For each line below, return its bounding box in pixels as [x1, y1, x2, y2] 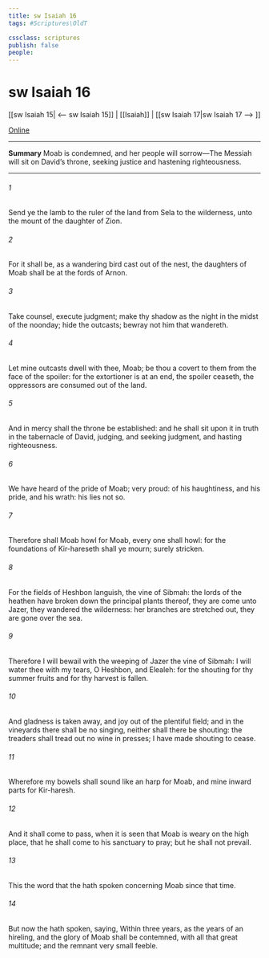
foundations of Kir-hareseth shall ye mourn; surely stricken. [8, 544, 205, 554]
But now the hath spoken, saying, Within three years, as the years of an [8, 923, 244, 933]
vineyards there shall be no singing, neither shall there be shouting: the [8, 725, 243, 735]
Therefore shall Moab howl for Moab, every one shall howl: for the [8, 536, 227, 545]
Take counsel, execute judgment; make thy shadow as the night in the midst [8, 311, 259, 321]
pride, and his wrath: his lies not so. [8, 492, 126, 502]
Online [8, 125, 30, 135]
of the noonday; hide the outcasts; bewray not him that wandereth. [8, 320, 229, 329]
